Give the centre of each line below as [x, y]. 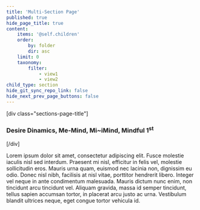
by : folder [42, 46]
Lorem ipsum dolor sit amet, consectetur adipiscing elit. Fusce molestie [95, 156]
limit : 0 [28, 57]
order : [25, 40]
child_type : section [32, 85]
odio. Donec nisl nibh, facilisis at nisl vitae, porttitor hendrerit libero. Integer [100, 175]
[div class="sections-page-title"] [47, 113]
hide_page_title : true [35, 23]
